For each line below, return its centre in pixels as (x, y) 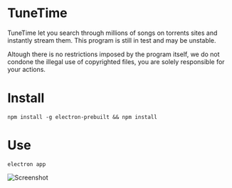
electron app (27, 164)
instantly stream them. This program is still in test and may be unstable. (112, 40)
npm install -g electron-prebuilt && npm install (83, 117)
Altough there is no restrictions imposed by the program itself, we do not (114, 54)
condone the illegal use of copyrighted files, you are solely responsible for (116, 61)
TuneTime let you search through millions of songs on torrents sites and (112, 33)
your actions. (27, 69)
